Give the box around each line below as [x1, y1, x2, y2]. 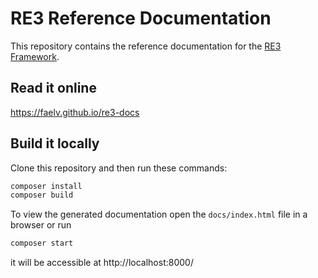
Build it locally [10, 135, 100, 152]
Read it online [10, 80, 97, 97]
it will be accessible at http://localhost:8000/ [10, 257, 194, 269]
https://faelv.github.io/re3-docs [10, 106, 140, 118]
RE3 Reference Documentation [10, 7, 272, 30]
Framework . [10, 50, 60, 62]
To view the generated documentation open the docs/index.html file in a [10, 208, 308, 221]
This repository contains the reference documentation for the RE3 [10, 40, 282, 52]
